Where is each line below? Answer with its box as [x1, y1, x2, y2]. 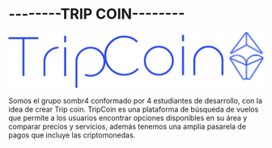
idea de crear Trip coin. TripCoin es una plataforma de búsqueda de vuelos [8, 104, 259, 114]
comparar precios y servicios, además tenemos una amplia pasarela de [8, 121, 247, 131]
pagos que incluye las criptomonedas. [8, 130, 136, 140]
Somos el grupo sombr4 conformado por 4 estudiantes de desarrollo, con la [8, 95, 263, 105]
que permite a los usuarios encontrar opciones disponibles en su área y [8, 112, 248, 122]
